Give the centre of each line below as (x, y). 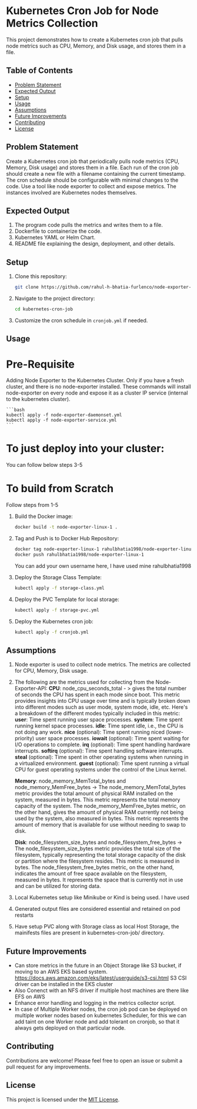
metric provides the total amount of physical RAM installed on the (94, 794)
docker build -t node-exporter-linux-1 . (66, 527)
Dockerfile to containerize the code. (58, 231)
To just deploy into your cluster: (85, 449)
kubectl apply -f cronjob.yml (52, 632)
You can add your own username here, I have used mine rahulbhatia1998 (103, 566)
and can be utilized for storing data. (58, 886)
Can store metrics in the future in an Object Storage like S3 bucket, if (98, 966)
